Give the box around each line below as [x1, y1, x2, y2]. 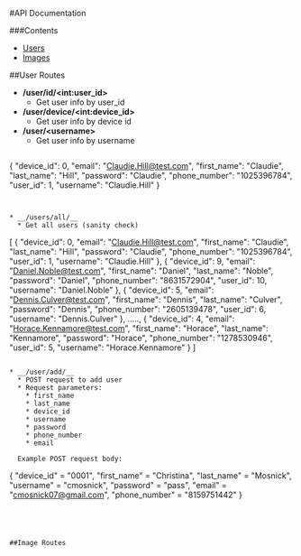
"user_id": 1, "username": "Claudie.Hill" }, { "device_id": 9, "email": [9, 256, 256, 266]
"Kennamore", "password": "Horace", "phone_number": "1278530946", [9, 333, 273, 343]
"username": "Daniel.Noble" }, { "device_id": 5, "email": [9, 284, 214, 295]
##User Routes [9, 69, 66, 80]
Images [22, 52, 50, 62]
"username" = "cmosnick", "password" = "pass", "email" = [9, 480, 227, 490]
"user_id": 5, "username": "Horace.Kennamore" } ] [9, 342, 196, 353]
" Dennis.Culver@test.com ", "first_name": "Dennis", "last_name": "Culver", [9, 294, 283, 305]
